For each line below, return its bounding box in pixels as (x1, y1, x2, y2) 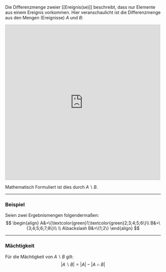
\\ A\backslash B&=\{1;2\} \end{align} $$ (58, 225, 140, 231)
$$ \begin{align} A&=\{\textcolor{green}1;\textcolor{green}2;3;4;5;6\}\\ (5, 220, 150, 226)
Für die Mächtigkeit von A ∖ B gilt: (5, 254, 74, 260)
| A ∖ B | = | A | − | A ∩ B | (61, 261, 105, 267)
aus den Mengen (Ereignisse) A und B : (5, 15, 83, 20)
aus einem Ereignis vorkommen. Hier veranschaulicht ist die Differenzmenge (5, 9, 161, 15)
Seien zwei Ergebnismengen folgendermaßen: (5, 213, 99, 218)
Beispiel (5, 201, 25, 208)
